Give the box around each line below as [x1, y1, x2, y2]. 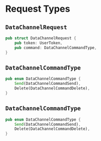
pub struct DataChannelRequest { [5, 36, 77, 41]
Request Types [5, 3, 70, 15]
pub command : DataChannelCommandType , [14, 45, 97, 50]
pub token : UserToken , [14, 40, 63, 45]
